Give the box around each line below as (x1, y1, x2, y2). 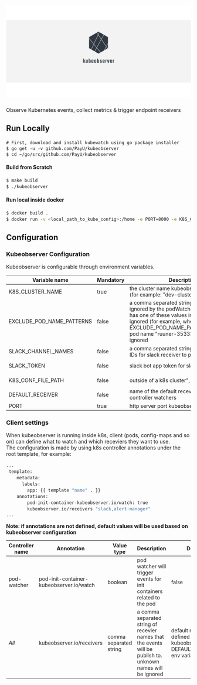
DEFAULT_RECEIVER (8, 391, 58, 398)
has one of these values (129, 312, 188, 319)
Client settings (6, 418, 49, 427)
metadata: (16, 475, 41, 481)
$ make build (6, 178, 38, 183)
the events (137, 639, 162, 646)
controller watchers (129, 394, 177, 401)
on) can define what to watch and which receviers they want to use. (6, 438, 170, 445)
